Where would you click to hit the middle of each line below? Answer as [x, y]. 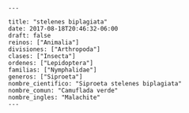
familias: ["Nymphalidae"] [53, 70]
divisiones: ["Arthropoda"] [55, 49]
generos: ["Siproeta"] [45, 77]
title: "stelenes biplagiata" [58, 22]
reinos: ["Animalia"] [44, 42]
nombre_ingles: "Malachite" [55, 97]
